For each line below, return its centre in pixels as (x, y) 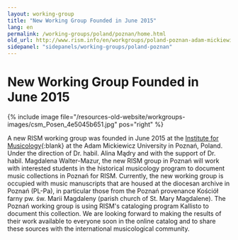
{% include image (33, 116)
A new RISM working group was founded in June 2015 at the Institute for (113, 138)
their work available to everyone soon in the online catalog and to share (112, 221)
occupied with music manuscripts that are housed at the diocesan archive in (119, 183)
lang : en (20, 27)
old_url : (20, 40)
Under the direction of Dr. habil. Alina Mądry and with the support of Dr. (112, 153)
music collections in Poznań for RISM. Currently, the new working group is (115, 175)
